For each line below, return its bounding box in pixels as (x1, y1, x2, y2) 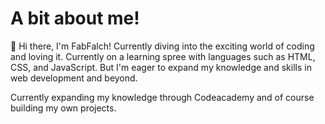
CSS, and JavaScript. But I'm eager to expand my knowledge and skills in (10, 61, 312, 73)
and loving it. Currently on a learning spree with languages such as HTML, (10, 50, 316, 62)
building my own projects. (10, 102, 117, 114)
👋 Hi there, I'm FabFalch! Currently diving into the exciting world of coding (10, 40, 315, 52)
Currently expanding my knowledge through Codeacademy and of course (10, 91, 315, 103)
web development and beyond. (10, 72, 138, 84)
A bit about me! (10, 7, 140, 30)
